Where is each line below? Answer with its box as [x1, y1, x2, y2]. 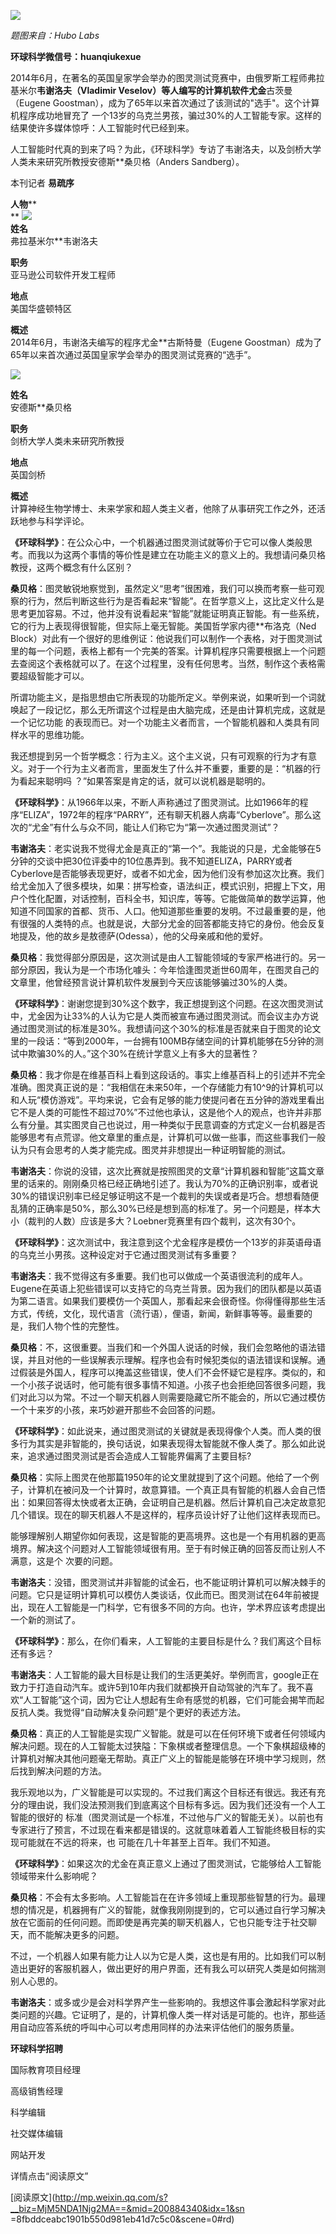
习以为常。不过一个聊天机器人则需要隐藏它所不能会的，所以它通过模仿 [36, 1391, 326, 1403]
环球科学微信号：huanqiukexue [10, 51, 142, 62]
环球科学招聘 [10, 2043, 63, 2054]
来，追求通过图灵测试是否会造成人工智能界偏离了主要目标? [10, 1450, 252, 1462]
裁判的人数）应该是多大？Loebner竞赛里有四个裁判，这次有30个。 [27, 1215, 302, 1227]
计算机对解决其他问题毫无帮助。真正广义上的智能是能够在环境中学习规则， [10, 1753, 317, 1764]
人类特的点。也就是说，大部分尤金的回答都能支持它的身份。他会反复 [44, 918, 326, 929]
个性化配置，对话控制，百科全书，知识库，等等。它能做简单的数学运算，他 [18, 893, 326, 904]
